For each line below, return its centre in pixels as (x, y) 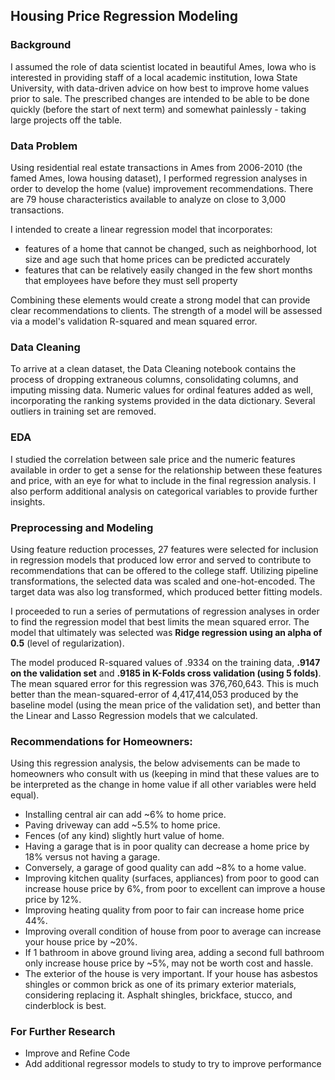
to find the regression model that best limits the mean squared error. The (160, 621)
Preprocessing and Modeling (82, 527)
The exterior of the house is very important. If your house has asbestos (171, 974)
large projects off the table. (66, 120)
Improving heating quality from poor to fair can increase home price (164, 910)
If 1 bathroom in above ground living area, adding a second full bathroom (174, 953)
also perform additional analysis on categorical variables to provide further (164, 491)
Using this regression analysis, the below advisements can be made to (155, 763)
